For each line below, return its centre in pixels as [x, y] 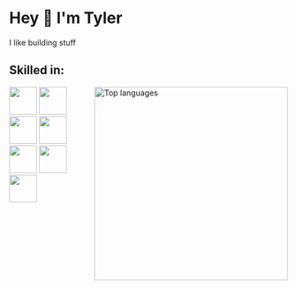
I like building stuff [43, 42]
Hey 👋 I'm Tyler [66, 18]
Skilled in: [37, 70]
